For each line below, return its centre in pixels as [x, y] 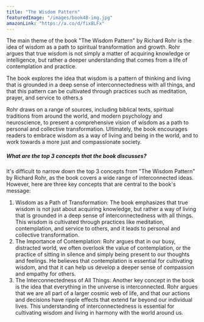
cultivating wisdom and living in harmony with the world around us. [99, 313]
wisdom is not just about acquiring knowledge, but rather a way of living [106, 209]
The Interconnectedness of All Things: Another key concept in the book [105, 281]
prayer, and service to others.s [45, 98]
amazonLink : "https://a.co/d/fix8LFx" [55, 23]
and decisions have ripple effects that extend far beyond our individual [104, 300]
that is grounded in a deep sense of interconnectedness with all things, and [101, 85]
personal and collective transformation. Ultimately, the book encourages [97, 129]
